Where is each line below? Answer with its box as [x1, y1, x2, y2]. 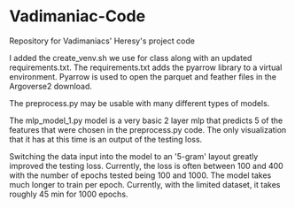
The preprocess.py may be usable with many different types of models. [9, 97, 270, 108]
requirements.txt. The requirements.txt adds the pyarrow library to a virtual [9, 62, 283, 73]
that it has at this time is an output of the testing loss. [9, 134, 203, 144]
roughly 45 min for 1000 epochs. [9, 189, 128, 199]
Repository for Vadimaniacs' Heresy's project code [9, 35, 195, 46]
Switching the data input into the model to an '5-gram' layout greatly [9, 150, 259, 161]
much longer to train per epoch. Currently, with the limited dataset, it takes [9, 179, 281, 189]
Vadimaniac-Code [9, 6, 146, 27]
